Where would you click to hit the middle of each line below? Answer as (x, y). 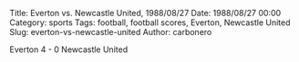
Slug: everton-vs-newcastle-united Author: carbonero (111, 32)
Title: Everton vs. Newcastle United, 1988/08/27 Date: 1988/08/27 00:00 (145, 13)
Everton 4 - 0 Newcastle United (69, 49)
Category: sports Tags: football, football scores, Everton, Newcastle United (150, 22)
